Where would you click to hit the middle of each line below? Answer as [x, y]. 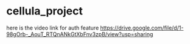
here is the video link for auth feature [53, 28]
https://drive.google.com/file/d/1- [142, 28]
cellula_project [45, 11]
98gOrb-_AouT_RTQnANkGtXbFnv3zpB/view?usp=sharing [80, 34]
